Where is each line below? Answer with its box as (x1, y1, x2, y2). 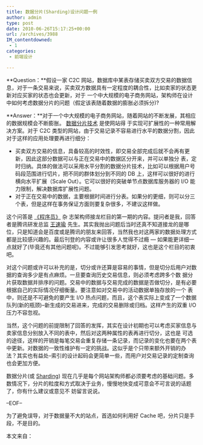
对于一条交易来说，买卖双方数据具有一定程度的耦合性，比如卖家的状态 (16, 84, 192, 91)
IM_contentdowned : (6, 37, 53, 43)
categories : (6, 48, 36, 54)
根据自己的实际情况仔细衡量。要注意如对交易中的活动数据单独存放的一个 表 (6, 286, 193, 293)
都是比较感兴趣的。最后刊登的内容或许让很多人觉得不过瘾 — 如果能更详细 (6, 235, 189, 243)
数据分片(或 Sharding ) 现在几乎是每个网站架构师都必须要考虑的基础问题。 (6, 372, 189, 379)
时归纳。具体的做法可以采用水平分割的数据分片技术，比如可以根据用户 (14, 162, 190, 170)
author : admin (6, 14, 42, 21)
